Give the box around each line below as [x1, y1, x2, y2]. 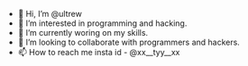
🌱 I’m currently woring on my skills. [17, 28, 149, 37]
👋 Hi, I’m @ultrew [17, 9, 83, 19]
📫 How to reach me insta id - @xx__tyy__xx [17, 47, 180, 57]
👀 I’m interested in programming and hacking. [17, 18, 188, 29]
